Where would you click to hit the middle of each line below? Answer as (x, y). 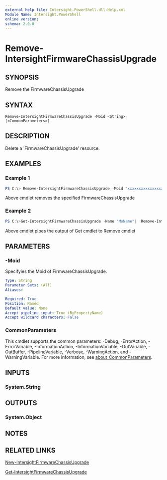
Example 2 (18, 211)
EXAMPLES (23, 164)
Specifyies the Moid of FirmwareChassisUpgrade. (56, 271)
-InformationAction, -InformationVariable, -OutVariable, (91, 346)
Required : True (21, 299)
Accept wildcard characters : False (42, 317)
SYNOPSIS (22, 77)
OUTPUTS (21, 403)
